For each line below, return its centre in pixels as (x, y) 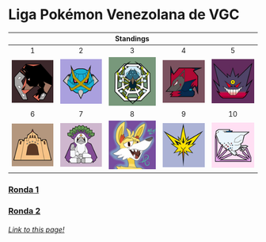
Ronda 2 (25, 210)
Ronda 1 (24, 190)
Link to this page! (36, 230)
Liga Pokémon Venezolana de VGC (124, 15)
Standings (132, 39)
